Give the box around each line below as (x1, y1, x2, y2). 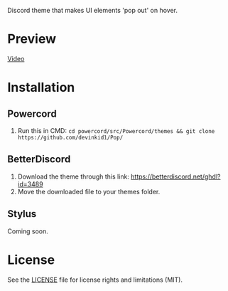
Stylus (7, 208, 37, 220)
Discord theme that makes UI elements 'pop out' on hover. (7, 6, 178, 14)
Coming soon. (7, 227, 48, 236)
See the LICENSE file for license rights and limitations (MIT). (7, 275, 183, 284)
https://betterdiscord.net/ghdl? (131, 172, 221, 181)
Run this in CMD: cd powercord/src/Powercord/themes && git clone (17, 126, 215, 134)
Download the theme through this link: (17, 172, 130, 181)
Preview (7, 31, 57, 47)
